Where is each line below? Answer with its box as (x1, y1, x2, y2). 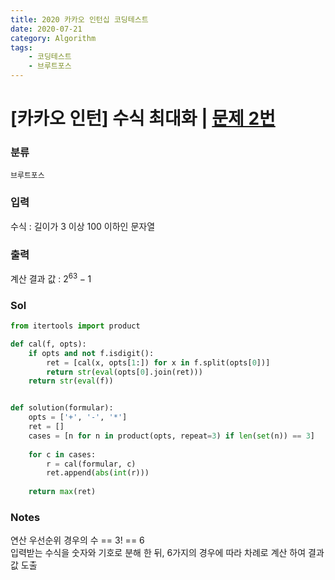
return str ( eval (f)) (28, 376, 114, 386)
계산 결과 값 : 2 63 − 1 (10, 271, 92, 285)
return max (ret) (28, 487, 97, 497)
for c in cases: (28, 449, 97, 460)
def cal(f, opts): (10, 339, 87, 349)
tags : (10, 42, 33, 53)
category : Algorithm (10, 33, 97, 43)
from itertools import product (10, 321, 141, 331)
